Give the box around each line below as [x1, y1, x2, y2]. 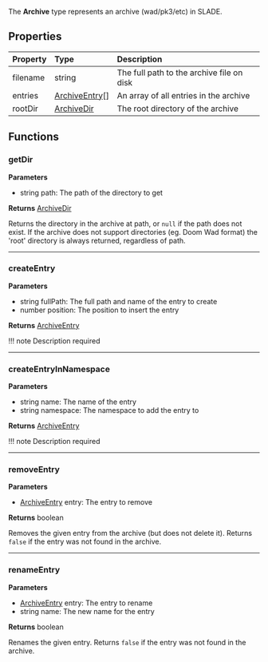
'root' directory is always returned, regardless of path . [8, 236, 186, 245]
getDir [8, 154, 33, 165]
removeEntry [8, 464, 60, 475]
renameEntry [8, 565, 61, 576]
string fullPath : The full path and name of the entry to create [19, 296, 218, 306]
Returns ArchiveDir [8, 203, 72, 212]
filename [12, 72, 45, 83]
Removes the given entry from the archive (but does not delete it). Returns [8, 529, 253, 538]
